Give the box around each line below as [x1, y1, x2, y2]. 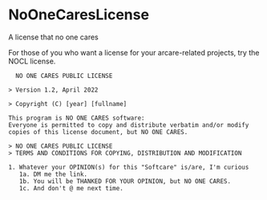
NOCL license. [8, 56, 56, 66]
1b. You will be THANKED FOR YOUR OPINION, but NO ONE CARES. [18, 177, 231, 186]
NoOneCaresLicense [8, 6, 150, 24]
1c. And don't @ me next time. [18, 184, 124, 192]
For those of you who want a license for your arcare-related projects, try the [8, 47, 260, 57]
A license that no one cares [8, 32, 99, 42]
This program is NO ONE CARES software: [8, 114, 146, 122]
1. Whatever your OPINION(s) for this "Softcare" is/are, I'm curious [8, 163, 249, 171]
